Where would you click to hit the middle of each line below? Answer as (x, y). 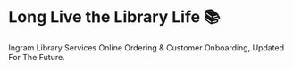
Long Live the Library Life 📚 (114, 17)
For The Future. (37, 57)
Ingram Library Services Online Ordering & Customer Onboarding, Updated (146, 47)
